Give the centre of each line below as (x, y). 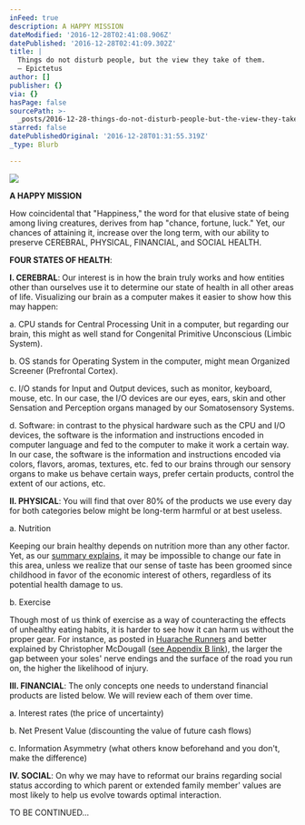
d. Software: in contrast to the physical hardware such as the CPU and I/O (148, 425)
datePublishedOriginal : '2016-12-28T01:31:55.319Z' (109, 136)
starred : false (38, 128)
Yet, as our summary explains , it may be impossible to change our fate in (145, 555)
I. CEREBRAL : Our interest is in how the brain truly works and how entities (147, 277)
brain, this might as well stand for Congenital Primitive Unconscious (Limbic (151, 334)
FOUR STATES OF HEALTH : (61, 259)
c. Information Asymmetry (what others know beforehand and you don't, (145, 748)
